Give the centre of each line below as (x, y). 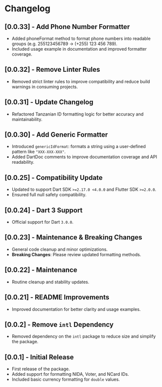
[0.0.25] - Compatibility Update (54, 178)
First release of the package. (41, 369)
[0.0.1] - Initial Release (39, 357)
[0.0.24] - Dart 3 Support (44, 210)
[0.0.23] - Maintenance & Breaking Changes (74, 237)
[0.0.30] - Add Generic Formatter (56, 135)
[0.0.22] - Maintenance (41, 270)
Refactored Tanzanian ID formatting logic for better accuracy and (78, 114)
